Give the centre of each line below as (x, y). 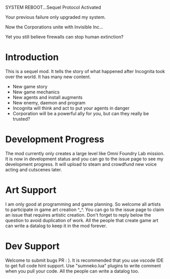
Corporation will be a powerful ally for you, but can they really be (81, 113)
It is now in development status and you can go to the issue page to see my (84, 159)
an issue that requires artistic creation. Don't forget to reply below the (78, 215)
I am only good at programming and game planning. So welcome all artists (83, 204)
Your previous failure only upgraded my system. (55, 17)
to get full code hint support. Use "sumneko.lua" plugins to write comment (83, 265)
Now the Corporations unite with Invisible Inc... (54, 27)
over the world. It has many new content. (48, 77)
